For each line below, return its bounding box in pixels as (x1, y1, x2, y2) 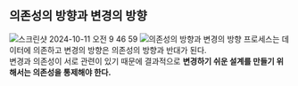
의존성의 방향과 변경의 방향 (9, 8, 147, 24)
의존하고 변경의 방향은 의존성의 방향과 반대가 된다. (32, 44, 207, 55)
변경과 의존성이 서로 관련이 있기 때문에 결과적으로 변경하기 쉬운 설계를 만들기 (9, 56, 275, 66)
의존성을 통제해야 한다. (32, 66, 112, 77)
